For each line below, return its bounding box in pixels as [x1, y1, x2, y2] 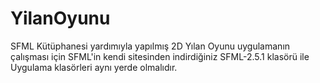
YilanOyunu [10, 7, 111, 30]
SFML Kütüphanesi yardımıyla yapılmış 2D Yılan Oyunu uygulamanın [10, 40, 291, 52]
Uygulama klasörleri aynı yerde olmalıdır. [10, 61, 178, 73]
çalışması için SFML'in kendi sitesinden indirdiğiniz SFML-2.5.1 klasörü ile [10, 50, 310, 62]
